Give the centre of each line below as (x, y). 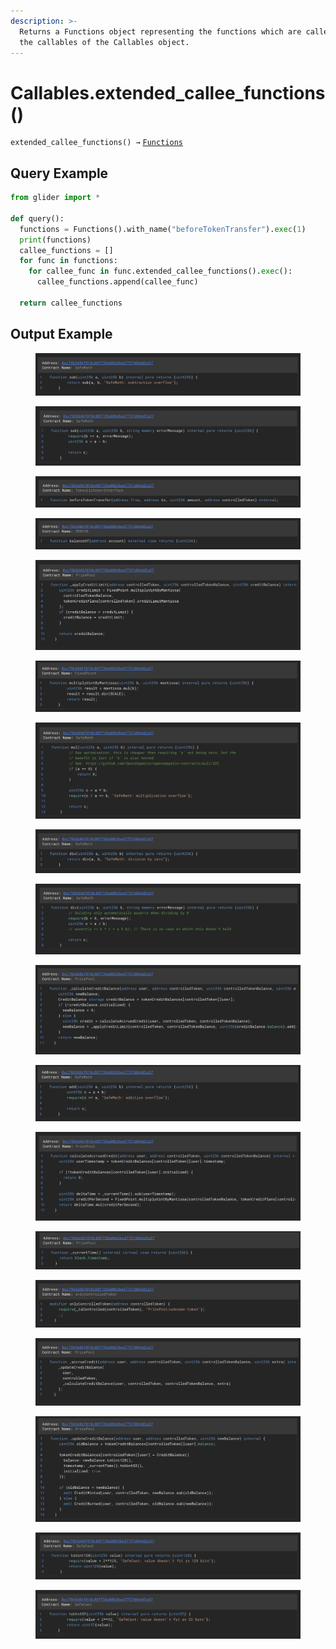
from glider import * (55, 198)
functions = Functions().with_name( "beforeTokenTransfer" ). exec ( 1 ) (163, 229)
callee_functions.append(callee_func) (117, 282)
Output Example (61, 334)
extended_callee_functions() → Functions (96, 143)
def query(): (37, 218)
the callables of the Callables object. (104, 42)
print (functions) (55, 240)
